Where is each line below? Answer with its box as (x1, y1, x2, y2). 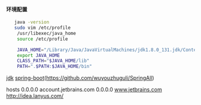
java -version (14, 19, 50, 25)
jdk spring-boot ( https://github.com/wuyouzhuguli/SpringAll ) (6, 74, 154, 82)
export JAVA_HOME (17, 52, 60, 58)
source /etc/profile (17, 36, 68, 42)
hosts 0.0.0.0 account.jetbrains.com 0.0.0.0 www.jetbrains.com (6, 86, 163, 93)
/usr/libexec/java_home (17, 30, 77, 36)
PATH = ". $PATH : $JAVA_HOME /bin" (17, 64, 93, 70)
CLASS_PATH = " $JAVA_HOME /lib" (17, 58, 90, 64)
